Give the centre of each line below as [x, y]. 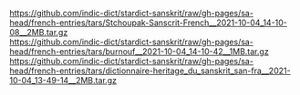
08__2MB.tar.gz [39, 32]
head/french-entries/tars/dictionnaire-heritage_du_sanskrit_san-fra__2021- [150, 71]
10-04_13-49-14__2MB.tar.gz [63, 80]
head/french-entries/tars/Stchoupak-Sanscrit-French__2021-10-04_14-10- [148, 23]
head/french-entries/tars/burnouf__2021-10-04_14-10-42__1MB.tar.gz [139, 52]
